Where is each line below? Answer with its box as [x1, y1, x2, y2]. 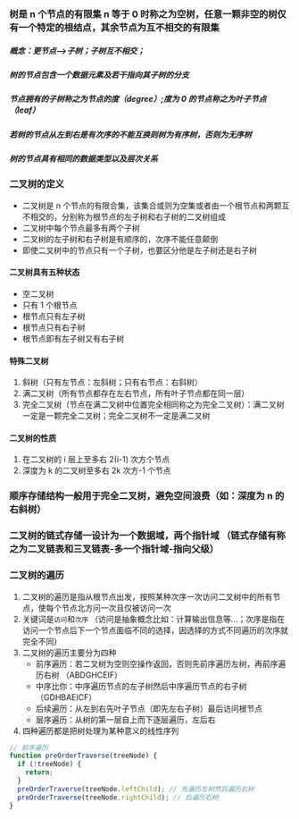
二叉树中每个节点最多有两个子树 [21, 222, 140, 233]
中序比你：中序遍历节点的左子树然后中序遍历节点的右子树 [35, 680, 247, 691]
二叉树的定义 [9, 178, 65, 190]
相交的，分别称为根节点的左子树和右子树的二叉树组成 [29, 211, 226, 222]
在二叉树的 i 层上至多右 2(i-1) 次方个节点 [21, 454, 170, 465]
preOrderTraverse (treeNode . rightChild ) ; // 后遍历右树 [17, 793, 219, 802]
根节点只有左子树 [21, 310, 86, 321]
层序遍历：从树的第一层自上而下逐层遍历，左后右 [35, 713, 216, 725]
